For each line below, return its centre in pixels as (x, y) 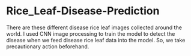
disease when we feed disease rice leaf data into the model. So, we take (96, 40)
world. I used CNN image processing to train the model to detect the (91, 33)
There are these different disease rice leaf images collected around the (94, 27)
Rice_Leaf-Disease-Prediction (83, 11)
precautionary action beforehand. (48, 46)
